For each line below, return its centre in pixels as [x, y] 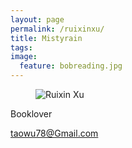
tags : [21, 47]
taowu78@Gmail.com [54, 133]
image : [24, 57]
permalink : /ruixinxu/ [57, 29]
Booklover [31, 114]
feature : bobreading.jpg [71, 66]
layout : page [37, 19]
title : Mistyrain [46, 38]
